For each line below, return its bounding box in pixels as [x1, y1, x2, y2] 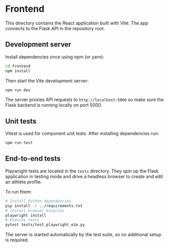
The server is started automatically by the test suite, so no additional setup [5, 232, 161, 238]
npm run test [5, 140, 33, 145]
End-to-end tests [5, 154, 61, 163]
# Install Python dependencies [5, 199, 72, 204]
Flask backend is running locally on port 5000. [5, 102, 103, 108]
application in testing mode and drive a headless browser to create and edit [5, 173, 163, 179]
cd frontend [5, 63, 30, 69]
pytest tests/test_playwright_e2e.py [5, 222, 85, 228]
